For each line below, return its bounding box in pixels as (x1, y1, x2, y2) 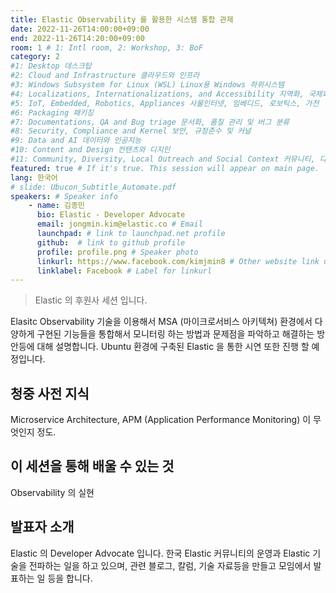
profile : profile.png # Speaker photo (36, 247, 199, 257)
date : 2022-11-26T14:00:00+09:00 (10, 24, 150, 34)
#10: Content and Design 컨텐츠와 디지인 (10, 145, 171, 155)
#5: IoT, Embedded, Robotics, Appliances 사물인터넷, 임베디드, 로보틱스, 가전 (10, 98, 320, 108)
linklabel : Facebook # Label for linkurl (36, 266, 213, 276)
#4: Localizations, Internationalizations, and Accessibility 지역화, (10, 89, 305, 99)
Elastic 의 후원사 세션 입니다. (34, 294, 148, 306)
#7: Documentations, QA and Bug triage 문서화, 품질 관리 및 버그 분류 (10, 117, 290, 127)
